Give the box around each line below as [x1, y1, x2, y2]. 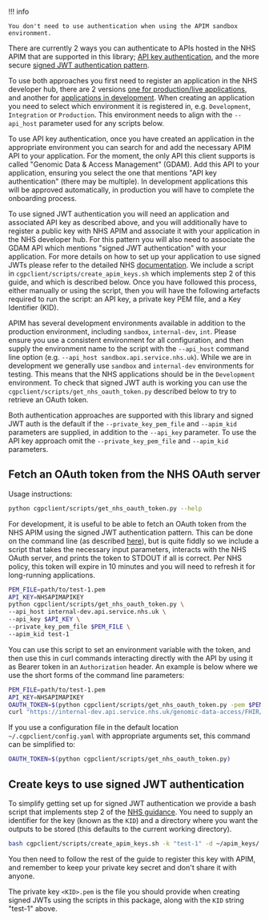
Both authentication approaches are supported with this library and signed [8, 410, 254, 420]
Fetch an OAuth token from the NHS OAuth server [8, 468, 261, 482]
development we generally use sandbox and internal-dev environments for [8, 361, 255, 370]
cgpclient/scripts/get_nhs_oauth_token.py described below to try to [8, 386, 237, 396]
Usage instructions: [8, 489, 73, 498]
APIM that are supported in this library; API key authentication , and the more [8, 52, 260, 61]
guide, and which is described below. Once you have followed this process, [8, 277, 257, 287]
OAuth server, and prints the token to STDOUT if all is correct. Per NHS [8, 553, 243, 563]
